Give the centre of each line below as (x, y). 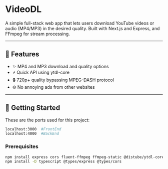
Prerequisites (22, 146)
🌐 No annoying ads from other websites (53, 87)
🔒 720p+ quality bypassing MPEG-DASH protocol (63, 80)
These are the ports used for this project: (47, 120)
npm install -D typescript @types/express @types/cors (63, 161)
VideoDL (23, 9)
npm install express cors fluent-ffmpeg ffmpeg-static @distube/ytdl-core (85, 157)
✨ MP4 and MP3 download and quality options (60, 66)
